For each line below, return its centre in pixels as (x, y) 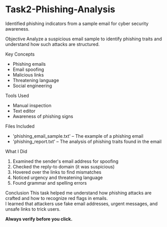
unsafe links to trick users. (33, 209)
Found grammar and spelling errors (50, 183)
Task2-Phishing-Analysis (60, 9)
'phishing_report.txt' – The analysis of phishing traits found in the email (87, 141)
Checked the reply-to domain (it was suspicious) (64, 166)
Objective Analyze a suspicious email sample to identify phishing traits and (83, 39)
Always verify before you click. (39, 219)
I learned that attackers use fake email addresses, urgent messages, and (81, 204)
